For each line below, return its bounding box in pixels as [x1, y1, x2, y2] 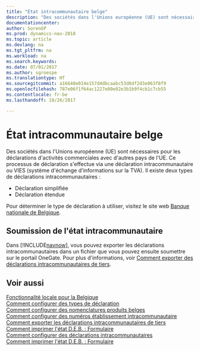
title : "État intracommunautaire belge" [6, 8, 108, 15]
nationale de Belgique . [6, 209, 61, 216]
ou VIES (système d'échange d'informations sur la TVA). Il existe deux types [6, 167, 193, 174]
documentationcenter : [6, 20, 60, 26]
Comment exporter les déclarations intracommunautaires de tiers [6, 319, 166, 326]
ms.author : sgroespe [6, 70, 58, 76]
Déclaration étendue [14, 191, 65, 198]
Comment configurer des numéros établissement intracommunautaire [6, 313, 177, 320]
